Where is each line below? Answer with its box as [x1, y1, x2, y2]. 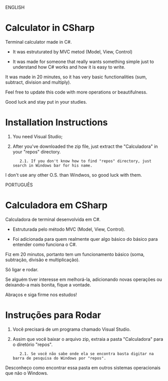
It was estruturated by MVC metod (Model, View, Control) [12, 48, 133, 55]
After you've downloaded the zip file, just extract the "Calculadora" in [12, 143, 158, 149]
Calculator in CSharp [5, 22, 95, 34]
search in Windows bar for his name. [12, 163, 93, 168]
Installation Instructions [5, 117, 108, 129]
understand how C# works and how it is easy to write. [12, 63, 126, 70]
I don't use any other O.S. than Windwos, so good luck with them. [5, 172, 142, 178]
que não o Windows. [5, 370, 48, 376]
